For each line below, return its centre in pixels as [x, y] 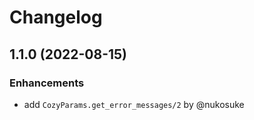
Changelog [56, 17]
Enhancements [47, 83]
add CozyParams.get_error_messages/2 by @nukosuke [134, 104]
